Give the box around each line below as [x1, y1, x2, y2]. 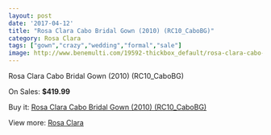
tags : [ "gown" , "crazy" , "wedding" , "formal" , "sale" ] [8, 42, 182, 50]
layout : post [8, 11, 52, 20]
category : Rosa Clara [8, 34, 81, 43]
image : [8, 49, 31, 57]
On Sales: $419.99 [8, 87, 71, 96]
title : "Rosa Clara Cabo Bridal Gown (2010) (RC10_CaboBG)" [8, 27, 215, 35]
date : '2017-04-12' [8, 19, 74, 27]
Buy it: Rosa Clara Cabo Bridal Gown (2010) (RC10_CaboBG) [8, 102, 207, 112]
